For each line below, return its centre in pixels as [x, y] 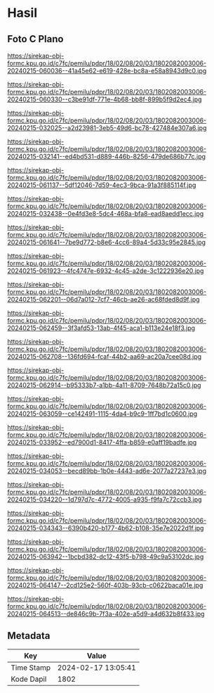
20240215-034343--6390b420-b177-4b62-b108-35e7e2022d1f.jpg [106, 528]
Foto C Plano [35, 39]
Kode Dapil [29, 679]
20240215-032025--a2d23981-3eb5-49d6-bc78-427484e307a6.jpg [107, 128]
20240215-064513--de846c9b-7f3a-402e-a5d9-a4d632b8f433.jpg [106, 614]
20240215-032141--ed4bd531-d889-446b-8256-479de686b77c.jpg [106, 157]
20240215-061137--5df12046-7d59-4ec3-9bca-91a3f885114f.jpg [102, 185]
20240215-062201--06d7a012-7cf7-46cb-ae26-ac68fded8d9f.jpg [103, 299]
